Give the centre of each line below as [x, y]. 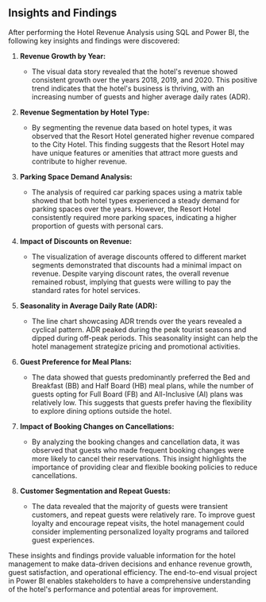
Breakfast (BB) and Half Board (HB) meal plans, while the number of [143, 385]
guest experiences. [63, 540]
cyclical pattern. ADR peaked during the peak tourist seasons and [139, 330]
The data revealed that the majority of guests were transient [130, 506]
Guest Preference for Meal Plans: [76, 361]
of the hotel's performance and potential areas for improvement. [113, 589]
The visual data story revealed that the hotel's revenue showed [135, 71]
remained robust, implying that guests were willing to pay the [131, 282]
